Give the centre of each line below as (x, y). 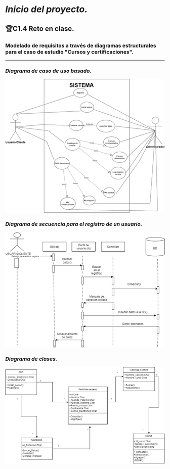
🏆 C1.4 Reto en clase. (40, 29)
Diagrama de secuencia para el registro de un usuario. (74, 224)
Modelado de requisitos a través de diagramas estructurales (81, 45)
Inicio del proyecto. (47, 9)
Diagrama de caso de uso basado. (49, 71)
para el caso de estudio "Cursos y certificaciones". (69, 52)
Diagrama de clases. (31, 359)
